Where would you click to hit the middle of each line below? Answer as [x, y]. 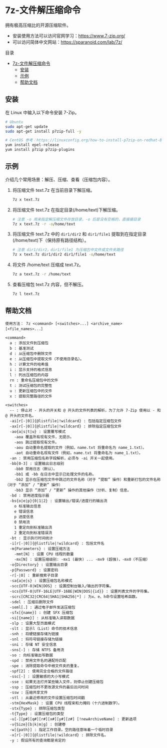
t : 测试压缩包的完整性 [31, 386]
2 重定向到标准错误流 [33, 533]
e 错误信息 [24, 512]
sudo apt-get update [27, 127]
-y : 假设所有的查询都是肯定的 [38, 740]
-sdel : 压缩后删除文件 [32, 602]
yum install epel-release [32, 145]
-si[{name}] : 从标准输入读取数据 [42, 618]
